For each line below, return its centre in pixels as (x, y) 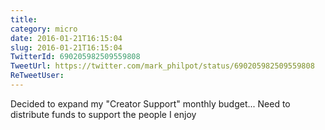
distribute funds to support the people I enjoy (103, 114)
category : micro (44, 29)
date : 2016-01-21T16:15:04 (66, 38)
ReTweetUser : (37, 76)
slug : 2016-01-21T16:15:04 (66, 47)
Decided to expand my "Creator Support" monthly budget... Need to (150, 103)
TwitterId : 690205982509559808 (75, 57)
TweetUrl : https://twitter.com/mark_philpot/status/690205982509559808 (162, 66)
